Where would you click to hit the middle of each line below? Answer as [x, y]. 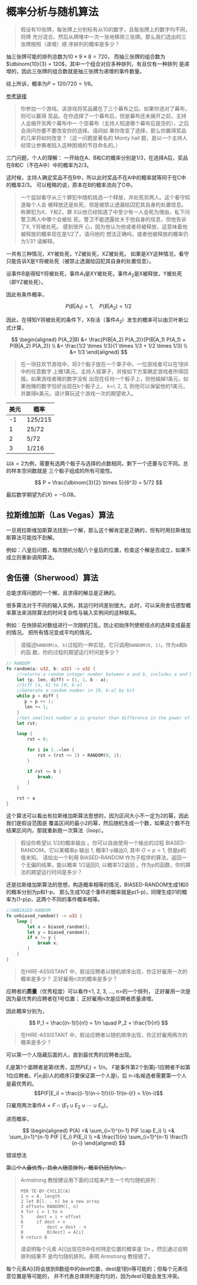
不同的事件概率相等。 [77, 899]
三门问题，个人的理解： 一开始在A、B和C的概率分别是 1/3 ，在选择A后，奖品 [97, 157]
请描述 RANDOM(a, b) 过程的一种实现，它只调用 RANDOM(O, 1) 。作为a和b [104, 645]
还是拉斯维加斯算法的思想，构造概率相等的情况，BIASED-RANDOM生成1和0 [97, 885]
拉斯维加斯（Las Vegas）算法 [60, 515]
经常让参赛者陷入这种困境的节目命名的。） [71, 145]
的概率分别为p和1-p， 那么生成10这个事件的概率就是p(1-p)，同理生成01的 [94, 892]
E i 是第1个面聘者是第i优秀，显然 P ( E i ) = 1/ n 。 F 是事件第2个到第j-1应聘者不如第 [98, 1068]
